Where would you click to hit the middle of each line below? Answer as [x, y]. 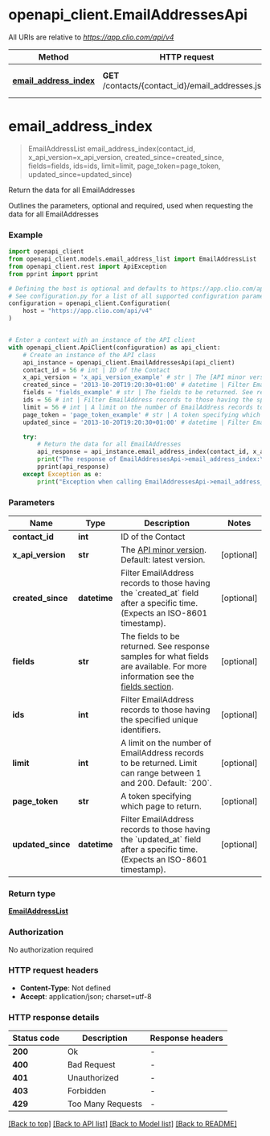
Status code [36, 1038]
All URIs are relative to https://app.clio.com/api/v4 [91, 37]
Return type [32, 893]
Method [53, 56]
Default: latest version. [163, 559]
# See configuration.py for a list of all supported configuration [124, 296]
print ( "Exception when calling [90, 482]
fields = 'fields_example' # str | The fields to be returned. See [138, 393]
